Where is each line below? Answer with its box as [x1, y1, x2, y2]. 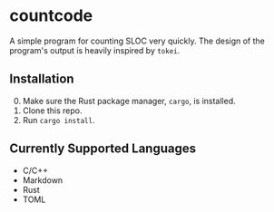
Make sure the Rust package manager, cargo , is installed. [22, 95, 236, 106]
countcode [9, 5, 93, 26]
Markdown [22, 174, 64, 186]
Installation [9, 72, 74, 87]
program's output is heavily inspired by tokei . [9, 44, 181, 55]
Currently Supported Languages [9, 141, 197, 157]
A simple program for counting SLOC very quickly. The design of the [9, 35, 265, 46]
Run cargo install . [22, 114, 95, 125]
